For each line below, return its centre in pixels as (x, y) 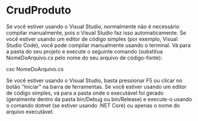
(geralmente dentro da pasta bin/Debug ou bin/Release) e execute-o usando (99, 99)
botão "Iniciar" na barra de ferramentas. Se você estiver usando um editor (96, 86)
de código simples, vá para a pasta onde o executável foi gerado (85, 93)
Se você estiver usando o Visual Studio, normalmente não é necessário (93, 26)
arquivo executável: (30, 112)
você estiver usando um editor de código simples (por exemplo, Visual (92, 39)
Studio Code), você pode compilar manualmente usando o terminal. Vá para (98, 45)
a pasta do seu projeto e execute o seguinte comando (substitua (85, 51)
